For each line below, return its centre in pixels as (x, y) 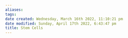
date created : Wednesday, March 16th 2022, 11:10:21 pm (64, 19)
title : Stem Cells (24, 28)
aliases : (14, 10)
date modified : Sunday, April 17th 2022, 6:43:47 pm (61, 23)
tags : (11, 14)
